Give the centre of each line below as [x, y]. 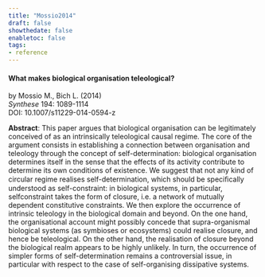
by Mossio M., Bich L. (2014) [55, 96]
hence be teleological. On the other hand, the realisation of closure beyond [131, 239]
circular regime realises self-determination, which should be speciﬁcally [126, 179]
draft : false [30, 23]
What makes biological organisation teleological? [92, 78]
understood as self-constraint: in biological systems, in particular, [115, 189]
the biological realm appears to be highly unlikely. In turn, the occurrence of [132, 248]
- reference [28, 53]
